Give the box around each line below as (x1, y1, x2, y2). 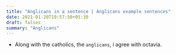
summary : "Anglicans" (6, 25, 60, 31)
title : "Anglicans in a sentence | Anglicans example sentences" (6, 8, 171, 15)
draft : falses (6, 19, 41, 25)
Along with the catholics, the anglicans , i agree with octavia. (14, 41, 162, 48)
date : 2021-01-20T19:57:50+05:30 (6, 14, 89, 20)
